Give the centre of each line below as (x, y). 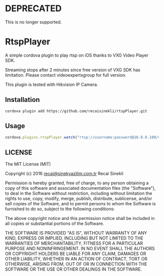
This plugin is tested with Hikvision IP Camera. (52, 84)
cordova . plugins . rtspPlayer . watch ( (41, 137)
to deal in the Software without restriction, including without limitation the (79, 194)
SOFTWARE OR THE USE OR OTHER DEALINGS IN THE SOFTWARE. (73, 269)
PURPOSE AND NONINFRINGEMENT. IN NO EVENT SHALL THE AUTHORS (80, 249)
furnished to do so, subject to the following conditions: (60, 209)
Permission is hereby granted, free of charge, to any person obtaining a (77, 183)
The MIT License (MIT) (28, 164)
